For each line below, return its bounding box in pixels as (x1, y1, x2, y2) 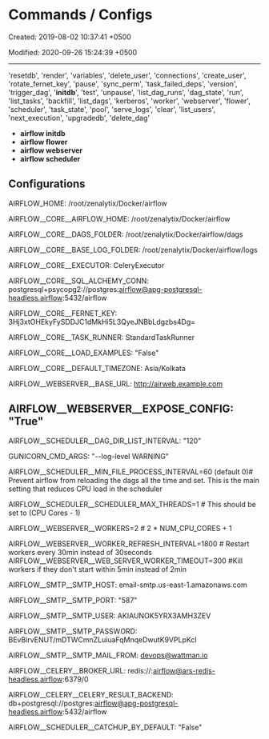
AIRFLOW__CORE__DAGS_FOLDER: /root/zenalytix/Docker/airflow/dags (8, 230, 243, 239)
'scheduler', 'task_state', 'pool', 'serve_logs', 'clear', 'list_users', (8, 104, 216, 114)
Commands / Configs (8, 6, 153, 24)
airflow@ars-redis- (152, 665, 216, 675)
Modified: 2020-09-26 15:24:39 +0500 (8, 47, 138, 57)
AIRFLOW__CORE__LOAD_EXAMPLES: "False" (8, 348, 159, 358)
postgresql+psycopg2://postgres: (8, 284, 119, 294)
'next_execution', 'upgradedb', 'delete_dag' (8, 113, 151, 122)
